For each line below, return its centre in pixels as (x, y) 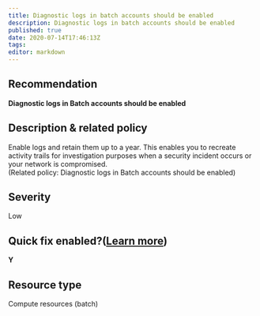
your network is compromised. (58, 164)
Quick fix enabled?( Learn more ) (88, 241)
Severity (30, 197)
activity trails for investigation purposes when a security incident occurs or (130, 156)
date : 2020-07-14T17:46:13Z (55, 38)
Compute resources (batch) (53, 304)
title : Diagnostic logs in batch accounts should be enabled (111, 15)
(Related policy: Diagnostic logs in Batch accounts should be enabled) (122, 172)
